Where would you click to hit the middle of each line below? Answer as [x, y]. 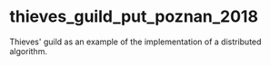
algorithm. [29, 51]
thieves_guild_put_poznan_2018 [134, 17]
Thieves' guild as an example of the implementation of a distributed [135, 42]
